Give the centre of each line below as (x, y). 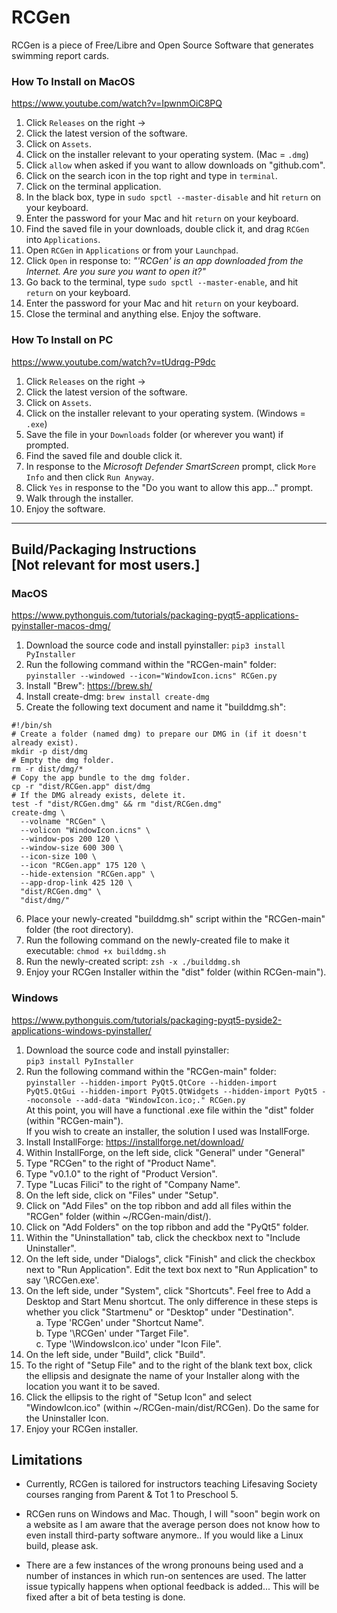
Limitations (47, 1459)
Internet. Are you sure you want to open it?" (115, 272)
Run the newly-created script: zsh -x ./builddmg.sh (133, 962)
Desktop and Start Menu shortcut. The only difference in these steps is (171, 1301)
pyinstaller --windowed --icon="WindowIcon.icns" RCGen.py (151, 676)
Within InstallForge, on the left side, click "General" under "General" (165, 1152)
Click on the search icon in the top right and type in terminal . (151, 176)
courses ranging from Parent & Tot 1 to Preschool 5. (132, 1495)
